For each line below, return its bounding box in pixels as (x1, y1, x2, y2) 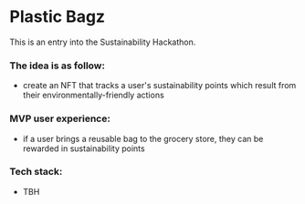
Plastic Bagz (9, 6, 106, 27)
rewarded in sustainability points (22, 143, 145, 154)
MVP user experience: (9, 112, 111, 125)
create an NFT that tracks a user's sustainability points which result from (22, 80, 297, 91)
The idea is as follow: (9, 59, 105, 72)
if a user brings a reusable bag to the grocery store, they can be (22, 133, 264, 144)
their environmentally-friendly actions (22, 89, 164, 101)
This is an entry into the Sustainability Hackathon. (9, 36, 196, 47)
